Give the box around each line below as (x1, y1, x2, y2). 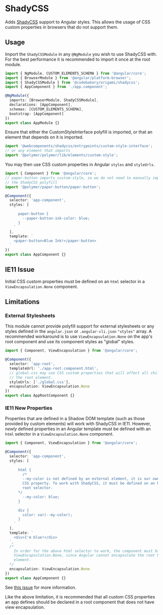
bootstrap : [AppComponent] (9, 111, 64, 116)
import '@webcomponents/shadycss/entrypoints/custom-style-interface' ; (5, 144, 153, 149)
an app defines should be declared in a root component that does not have (5, 599, 154, 605)
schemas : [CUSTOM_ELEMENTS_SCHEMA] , (9, 106, 83, 112)
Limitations (5, 298, 40, 306)
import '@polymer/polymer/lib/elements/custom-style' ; (5, 153, 118, 158)
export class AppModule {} (5, 120, 60, 125)
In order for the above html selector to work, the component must (14, 548, 153, 553)
